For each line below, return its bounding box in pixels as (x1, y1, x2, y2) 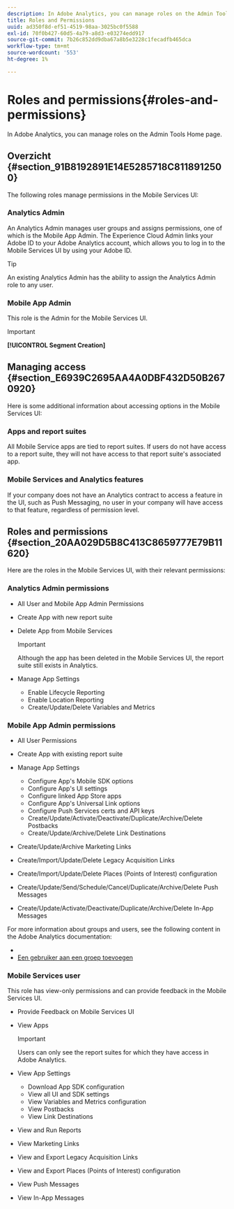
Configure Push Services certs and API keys (27, 806, 155, 815)
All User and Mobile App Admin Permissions (17, 599, 144, 608)
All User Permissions (17, 736, 77, 744)
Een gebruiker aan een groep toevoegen (17, 953, 134, 962)
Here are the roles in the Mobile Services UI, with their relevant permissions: (7, 566, 226, 574)
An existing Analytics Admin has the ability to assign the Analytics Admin (7, 273, 216, 282)
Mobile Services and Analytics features (7, 475, 144, 484)
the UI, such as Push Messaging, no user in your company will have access (7, 498, 224, 507)
